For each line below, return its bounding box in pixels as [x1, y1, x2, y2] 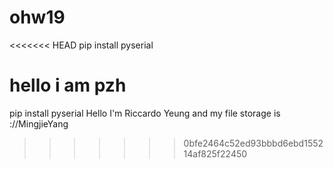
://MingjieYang [9, 117, 69, 130]
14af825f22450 [183, 147, 248, 160]
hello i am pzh [9, 74, 127, 97]
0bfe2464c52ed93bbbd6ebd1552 [183, 137, 324, 149]
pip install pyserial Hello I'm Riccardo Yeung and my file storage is [9, 107, 281, 119]
